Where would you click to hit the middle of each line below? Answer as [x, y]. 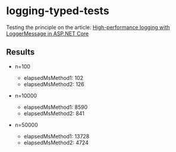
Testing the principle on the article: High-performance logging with [88, 27]
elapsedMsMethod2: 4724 [56, 143]
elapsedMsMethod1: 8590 [56, 107]
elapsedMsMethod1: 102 [54, 77]
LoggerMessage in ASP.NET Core [48, 33]
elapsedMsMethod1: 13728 [56, 136]
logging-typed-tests [58, 11]
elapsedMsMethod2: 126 [54, 84]
